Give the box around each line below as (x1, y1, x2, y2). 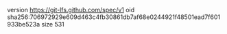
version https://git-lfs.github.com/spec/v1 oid (7, 6, 135, 14)
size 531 (41, 20, 65, 28)
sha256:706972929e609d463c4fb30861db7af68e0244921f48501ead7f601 (7, 13, 221, 21)
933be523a (7, 20, 40, 28)
